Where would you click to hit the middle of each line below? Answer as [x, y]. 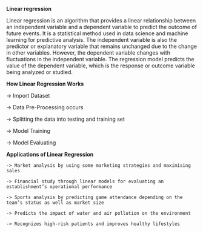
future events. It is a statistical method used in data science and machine [97, 33]
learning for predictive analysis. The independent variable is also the [92, 40]
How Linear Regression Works [45, 84]
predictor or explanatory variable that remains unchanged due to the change [101, 46]
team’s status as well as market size [55, 203]
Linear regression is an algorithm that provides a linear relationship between [101, 20]
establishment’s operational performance [59, 187]
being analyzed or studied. [40, 72]
